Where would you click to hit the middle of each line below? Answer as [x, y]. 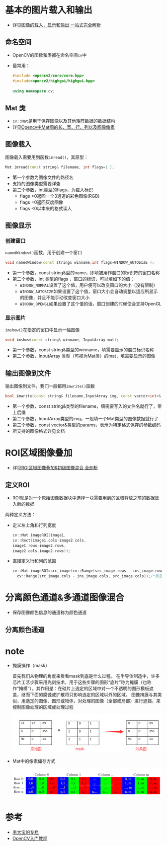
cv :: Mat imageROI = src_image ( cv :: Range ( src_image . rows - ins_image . [84, 571]
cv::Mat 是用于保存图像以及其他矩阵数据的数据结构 [64, 121]
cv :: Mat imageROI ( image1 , [39, 535]
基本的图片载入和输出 [49, 10]
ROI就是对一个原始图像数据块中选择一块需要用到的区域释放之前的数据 [83, 498]
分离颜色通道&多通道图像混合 [65, 598]
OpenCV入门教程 [30, 838]
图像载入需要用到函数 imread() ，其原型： [47, 157]
